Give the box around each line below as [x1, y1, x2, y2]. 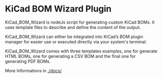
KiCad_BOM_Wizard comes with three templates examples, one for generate [5, 48, 158, 54]
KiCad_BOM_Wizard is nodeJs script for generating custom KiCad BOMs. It [5, 19, 155, 25]
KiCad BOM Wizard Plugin [5, 3, 112, 14]
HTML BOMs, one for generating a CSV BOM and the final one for [5, 53, 136, 59]
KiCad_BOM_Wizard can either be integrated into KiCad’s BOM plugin [5, 34, 144, 39]
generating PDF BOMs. [5, 58, 51, 64]
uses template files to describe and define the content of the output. [5, 24, 141, 30]
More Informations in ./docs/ [5, 67, 62, 73]
